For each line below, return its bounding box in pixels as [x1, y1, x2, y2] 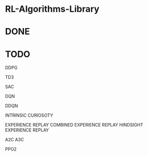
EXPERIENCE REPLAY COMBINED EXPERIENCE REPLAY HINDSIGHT [5, 122, 144, 128]
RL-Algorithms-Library [5, 3, 100, 15]
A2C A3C [5, 137, 24, 143]
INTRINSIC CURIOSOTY [5, 112, 53, 119]
